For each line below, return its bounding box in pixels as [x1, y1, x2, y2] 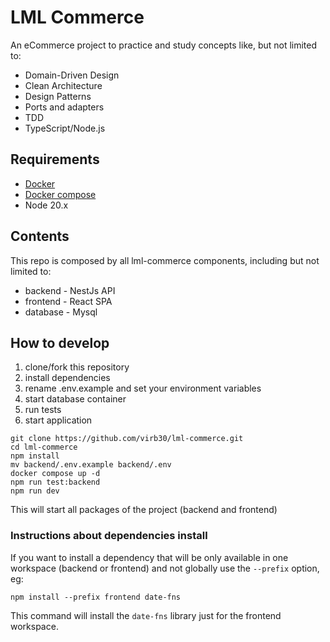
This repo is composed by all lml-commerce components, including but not [10, 254, 320, 266]
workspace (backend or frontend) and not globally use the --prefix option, [10, 562, 320, 574]
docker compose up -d [10, 469, 101, 479]
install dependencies [24, 372, 111, 384]
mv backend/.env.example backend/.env [10, 460, 172, 470]
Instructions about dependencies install [10, 529, 208, 543]
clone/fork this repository [24, 361, 130, 373]
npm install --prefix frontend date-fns [10, 592, 182, 602]
